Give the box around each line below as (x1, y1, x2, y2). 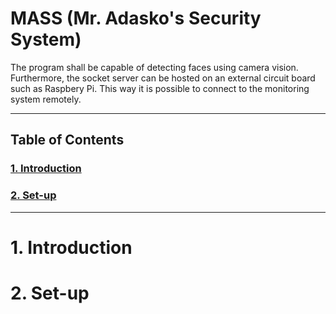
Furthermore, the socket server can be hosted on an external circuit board (10, 72, 316, 84)
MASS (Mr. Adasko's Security (10, 7, 262, 30)
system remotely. (10, 93, 82, 105)
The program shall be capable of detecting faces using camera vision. (10, 61, 299, 73)
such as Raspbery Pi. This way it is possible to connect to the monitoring (10, 82, 310, 94)
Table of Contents (10, 132, 125, 149)
